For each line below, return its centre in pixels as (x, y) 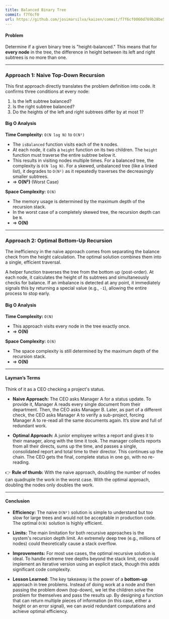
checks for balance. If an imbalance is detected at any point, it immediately (83, 283)
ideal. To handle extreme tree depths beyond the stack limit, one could (86, 559)
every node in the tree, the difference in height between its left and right (80, 52)
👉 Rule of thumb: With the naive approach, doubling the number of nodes (83, 472)
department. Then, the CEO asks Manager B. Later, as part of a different (87, 409)
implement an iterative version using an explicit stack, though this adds (86, 564)
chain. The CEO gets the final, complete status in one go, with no (80, 457)
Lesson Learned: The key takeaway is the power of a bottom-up (80, 579)
